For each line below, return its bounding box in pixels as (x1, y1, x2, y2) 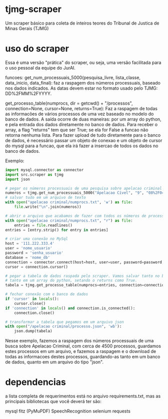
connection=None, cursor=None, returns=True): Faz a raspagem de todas (5, 105, 157, 111)
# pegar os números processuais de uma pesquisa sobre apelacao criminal (5, 186, 162, 191)
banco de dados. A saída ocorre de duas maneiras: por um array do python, (5, 116, 161, 122)
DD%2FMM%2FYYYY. (5, 90, 52, 96)
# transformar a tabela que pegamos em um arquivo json (5, 319, 124, 324)
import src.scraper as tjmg (5, 172, 64, 177)
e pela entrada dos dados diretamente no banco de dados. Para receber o (5, 121, 158, 127)
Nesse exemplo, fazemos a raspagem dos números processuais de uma (5, 338, 154, 344)
